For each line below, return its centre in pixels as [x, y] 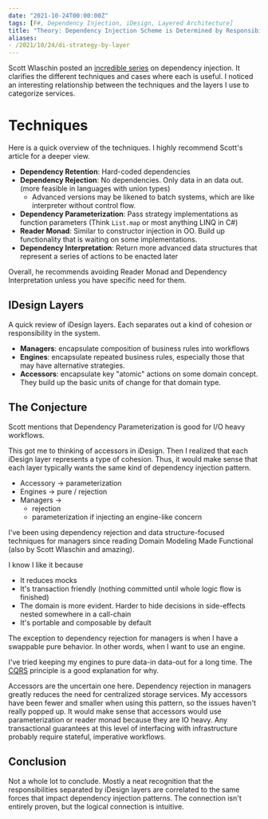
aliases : [23, 38]
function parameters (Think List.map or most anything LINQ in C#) [129, 222]
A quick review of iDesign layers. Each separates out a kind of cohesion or [130, 325]
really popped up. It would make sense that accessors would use [115, 711]
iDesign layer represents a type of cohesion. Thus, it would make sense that [133, 459]
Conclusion [37, 762]
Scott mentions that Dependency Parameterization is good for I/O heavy [127, 427]
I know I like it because [46, 565]
